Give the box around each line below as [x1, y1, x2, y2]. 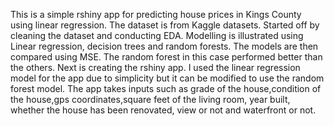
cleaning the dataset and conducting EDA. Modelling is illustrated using [10, 30, 304, 41]
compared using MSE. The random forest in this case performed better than [10, 51, 323, 63]
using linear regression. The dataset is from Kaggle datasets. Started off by [10, 19, 320, 31]
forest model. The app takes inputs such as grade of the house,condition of [10, 83, 322, 94]
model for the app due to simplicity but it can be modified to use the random [10, 72, 325, 84]
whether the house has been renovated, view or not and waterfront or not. [10, 104, 317, 116]
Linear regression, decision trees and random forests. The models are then [10, 40, 319, 52]
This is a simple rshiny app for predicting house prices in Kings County [10, 9, 302, 20]
